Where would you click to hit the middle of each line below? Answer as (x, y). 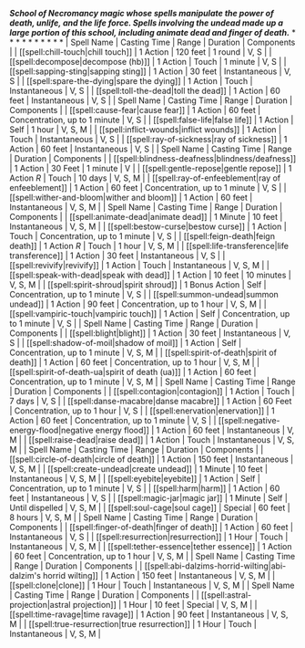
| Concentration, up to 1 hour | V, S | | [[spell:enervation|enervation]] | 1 (142, 411)
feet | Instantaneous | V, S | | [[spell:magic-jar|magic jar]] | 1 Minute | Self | (149, 498)
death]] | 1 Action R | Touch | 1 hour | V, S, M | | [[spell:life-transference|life (149, 246)
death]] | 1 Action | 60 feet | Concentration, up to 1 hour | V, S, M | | (135, 362)
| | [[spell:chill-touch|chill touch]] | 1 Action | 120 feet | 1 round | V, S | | (141, 52)
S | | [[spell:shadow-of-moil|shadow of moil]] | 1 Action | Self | (126, 343)
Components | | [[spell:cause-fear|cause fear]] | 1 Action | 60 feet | (135, 110)
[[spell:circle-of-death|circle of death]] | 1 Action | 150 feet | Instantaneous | (152, 459)
